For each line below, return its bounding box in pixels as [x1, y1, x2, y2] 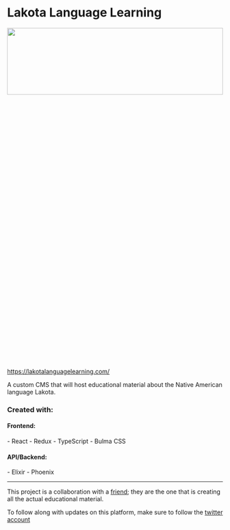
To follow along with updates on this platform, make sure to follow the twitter [7, 508, 223, 516]
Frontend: [7, 422, 36, 430]
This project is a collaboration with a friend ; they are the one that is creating [7, 488, 221, 496]
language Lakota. [7, 388, 56, 396]
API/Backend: [7, 453, 47, 461]
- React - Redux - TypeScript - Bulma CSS [7, 437, 127, 446]
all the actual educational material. [7, 495, 104, 503]
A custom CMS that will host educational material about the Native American [7, 380, 222, 388]
